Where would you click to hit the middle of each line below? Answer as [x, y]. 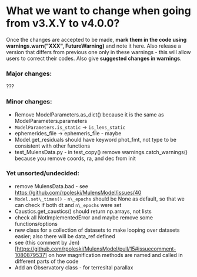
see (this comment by [41, 242]
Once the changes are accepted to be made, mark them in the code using [96, 39]
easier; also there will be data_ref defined [65, 236]
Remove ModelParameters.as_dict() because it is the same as [89, 114]
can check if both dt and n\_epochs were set [68, 205]
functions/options [36, 223]
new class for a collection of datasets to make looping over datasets [97, 230]
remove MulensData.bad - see [51, 186]
